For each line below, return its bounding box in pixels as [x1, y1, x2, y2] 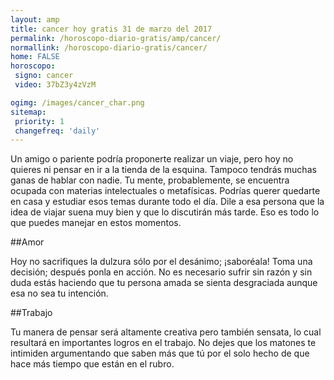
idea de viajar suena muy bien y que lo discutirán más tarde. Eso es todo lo [10, 206, 320, 218]
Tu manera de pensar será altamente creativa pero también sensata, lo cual [10, 326, 322, 338]
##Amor [10, 236, 45, 248]
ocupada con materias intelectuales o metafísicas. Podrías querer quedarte [10, 185, 321, 197]
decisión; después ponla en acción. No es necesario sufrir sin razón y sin [10, 266, 313, 278]
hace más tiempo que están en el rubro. [10, 358, 175, 370]
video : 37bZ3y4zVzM [14, 80, 97, 90]
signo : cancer [14, 71, 74, 81]
